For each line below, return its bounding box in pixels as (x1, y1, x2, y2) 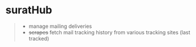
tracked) (28, 35, 49, 42)
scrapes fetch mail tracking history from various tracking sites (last (28, 28, 191, 35)
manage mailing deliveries (28, 23, 92, 30)
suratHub (5, 3, 52, 17)
